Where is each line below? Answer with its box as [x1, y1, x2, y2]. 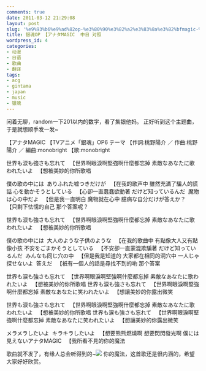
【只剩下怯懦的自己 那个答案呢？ [6, 203, 89, 210]
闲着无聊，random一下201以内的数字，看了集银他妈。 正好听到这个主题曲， [6, 118, 197, 125]
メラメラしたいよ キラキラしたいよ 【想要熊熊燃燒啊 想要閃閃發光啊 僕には [6, 329, 199, 337]
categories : [6, 44, 37, 50]
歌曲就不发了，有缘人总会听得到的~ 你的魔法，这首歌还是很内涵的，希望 [6, 350, 195, 358]
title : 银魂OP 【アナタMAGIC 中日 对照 [6, 32, 102, 38]
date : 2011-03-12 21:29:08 [6, 15, 75, 21]
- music [6, 94, 26, 101]
